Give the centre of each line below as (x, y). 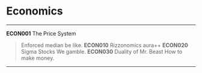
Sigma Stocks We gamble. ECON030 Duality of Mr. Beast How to (102, 51)
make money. (38, 58)
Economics (35, 11)
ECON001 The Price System (41, 33)
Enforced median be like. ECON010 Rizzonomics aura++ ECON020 (104, 45)
